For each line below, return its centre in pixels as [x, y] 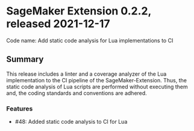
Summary [25, 59]
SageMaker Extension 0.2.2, [79, 11]
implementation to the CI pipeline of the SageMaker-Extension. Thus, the [96, 80]
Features [20, 108]
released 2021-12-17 [58, 24]
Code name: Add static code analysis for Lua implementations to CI [90, 40]
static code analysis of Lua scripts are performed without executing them [97, 87]
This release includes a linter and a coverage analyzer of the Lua [86, 74]
